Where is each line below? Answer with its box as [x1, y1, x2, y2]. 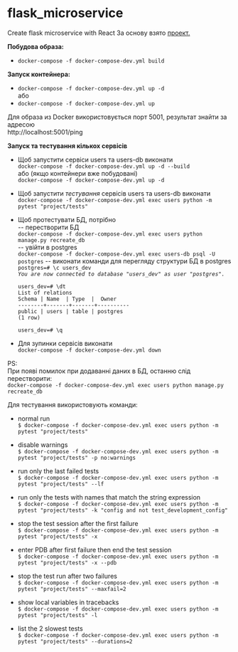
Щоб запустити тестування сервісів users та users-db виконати [17, 189, 211, 197]
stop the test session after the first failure [17, 519, 139, 527]
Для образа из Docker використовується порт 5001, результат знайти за [7, 112, 227, 121]
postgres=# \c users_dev [17, 264, 92, 271]
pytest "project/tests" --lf [17, 480, 104, 488]
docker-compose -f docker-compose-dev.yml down [17, 347, 161, 354]
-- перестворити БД [17, 223, 80, 231]
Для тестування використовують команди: [7, 400, 139, 409]
